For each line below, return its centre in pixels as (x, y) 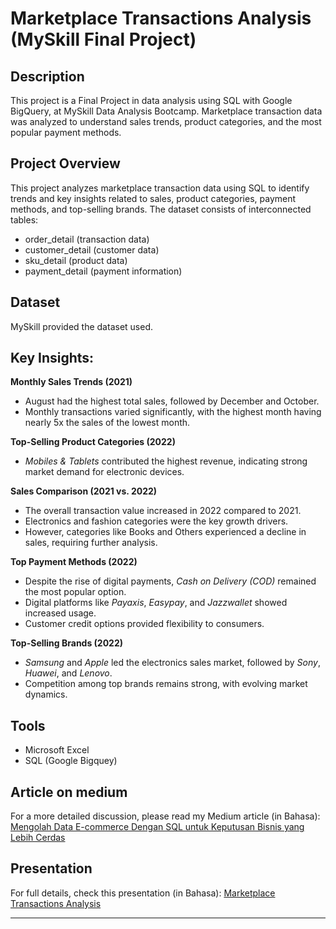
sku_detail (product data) (76, 260)
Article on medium (69, 792)
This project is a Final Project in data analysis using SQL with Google (151, 100)
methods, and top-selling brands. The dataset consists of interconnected (161, 209)
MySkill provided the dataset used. (81, 326)
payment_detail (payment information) (103, 271)
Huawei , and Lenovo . (68, 673)
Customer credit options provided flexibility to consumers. (144, 624)
